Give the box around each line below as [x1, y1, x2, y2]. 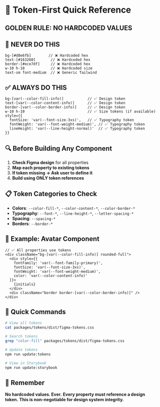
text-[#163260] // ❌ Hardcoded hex [5, 57, 91, 62]
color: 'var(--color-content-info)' [14, 273, 88, 278]
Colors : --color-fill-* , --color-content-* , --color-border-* [12, 205, 136, 211]
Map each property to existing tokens [12, 165, 90, 171]
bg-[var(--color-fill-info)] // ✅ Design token [5, 96, 126, 101]
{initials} [14, 282, 36, 287]
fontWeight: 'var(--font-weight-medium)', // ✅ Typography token [9, 122, 145, 127]
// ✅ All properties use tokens [5, 248, 71, 253]
